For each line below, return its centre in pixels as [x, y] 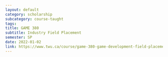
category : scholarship [29, 14]
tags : [11, 24]
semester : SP [19, 38]
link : [11, 47]
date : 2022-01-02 [23, 42]
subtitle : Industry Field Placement [43, 33]
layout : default [22, 10]
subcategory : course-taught [34, 19]
